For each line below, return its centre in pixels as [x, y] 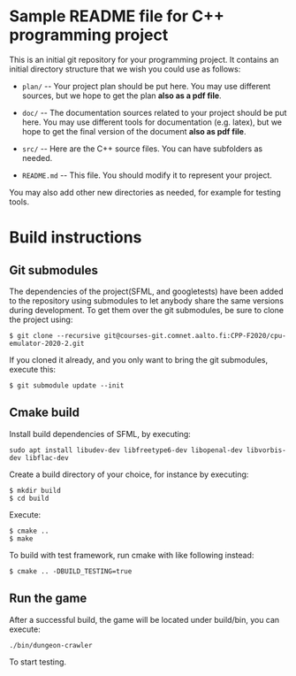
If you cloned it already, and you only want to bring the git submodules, [139, 359]
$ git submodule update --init [67, 385]
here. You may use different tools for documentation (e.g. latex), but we [152, 122]
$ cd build [29, 498]
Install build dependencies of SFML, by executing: [100, 434]
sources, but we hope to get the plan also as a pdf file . [122, 96]
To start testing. [38, 662]
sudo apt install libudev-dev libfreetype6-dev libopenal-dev [126, 450]
